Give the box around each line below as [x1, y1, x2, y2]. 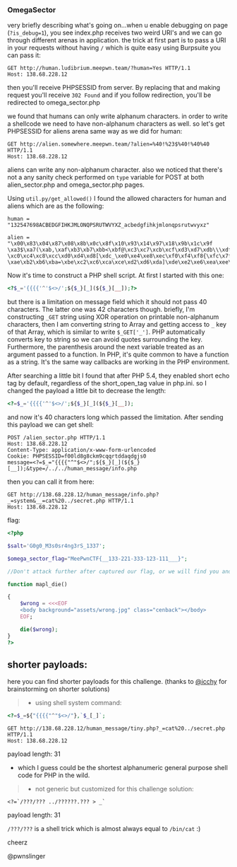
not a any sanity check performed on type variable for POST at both [7, 173, 205, 182]
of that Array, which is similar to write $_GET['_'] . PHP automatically [7, 327, 206, 337]
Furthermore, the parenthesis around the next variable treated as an [7, 343, 205, 351]
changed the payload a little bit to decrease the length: [7, 387, 166, 395]
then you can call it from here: [7, 477, 95, 486]
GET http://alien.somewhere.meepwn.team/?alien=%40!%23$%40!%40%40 [7, 141, 210, 148]
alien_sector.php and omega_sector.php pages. [7, 180, 145, 189]
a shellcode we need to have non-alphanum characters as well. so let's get [7, 120, 225, 128]
